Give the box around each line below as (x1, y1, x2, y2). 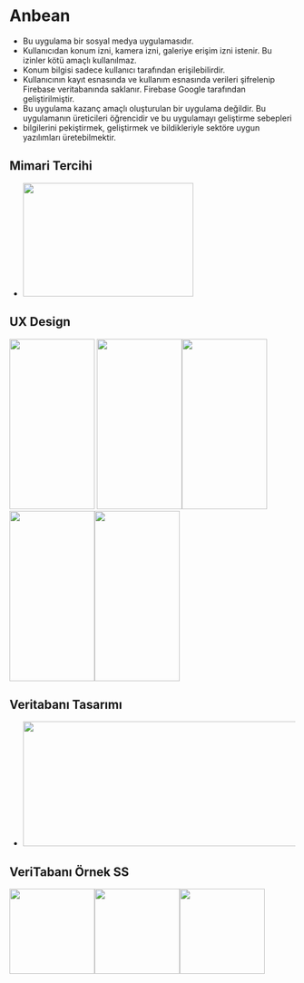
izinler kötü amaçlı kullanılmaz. (22, 54, 138, 65)
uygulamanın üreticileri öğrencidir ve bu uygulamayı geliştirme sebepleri (22, 113, 292, 123)
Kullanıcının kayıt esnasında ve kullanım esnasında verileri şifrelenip (22, 74, 275, 84)
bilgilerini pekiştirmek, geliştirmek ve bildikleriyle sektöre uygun (22, 122, 260, 133)
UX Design (9, 314, 71, 329)
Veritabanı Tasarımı (9, 696, 123, 713)
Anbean (9, 5, 71, 26)
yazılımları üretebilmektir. (22, 132, 116, 143)
